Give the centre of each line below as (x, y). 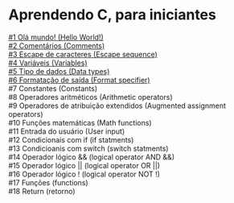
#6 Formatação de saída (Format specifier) (79, 80)
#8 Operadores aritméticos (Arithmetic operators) (90, 97)
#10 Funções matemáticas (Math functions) (80, 122)
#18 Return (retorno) (42, 191)
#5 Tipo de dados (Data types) (59, 71)
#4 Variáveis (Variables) (48, 63)
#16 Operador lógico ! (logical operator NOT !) (84, 174)
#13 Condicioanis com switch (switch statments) (88, 148)
